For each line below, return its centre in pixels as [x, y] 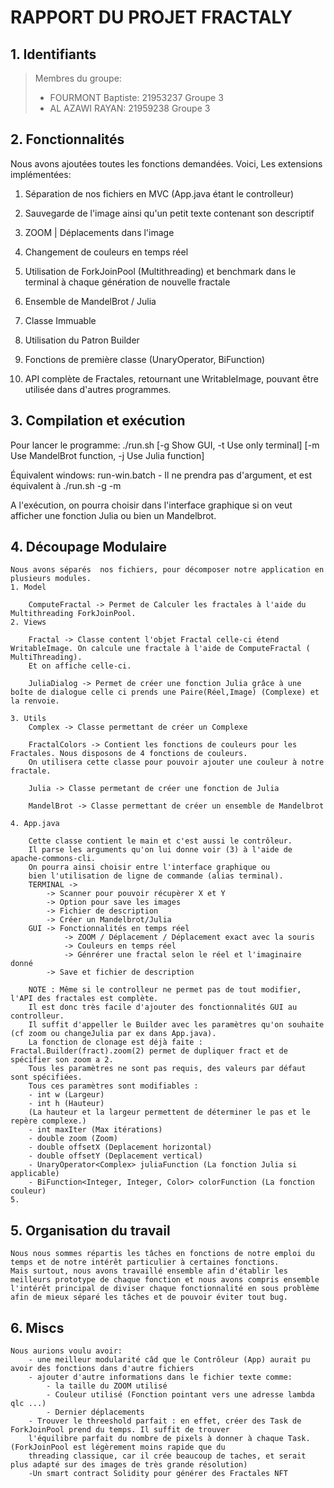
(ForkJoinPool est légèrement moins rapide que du [118, 1447]
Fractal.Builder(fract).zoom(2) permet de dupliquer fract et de [149, 1051]
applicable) [35, 1174]
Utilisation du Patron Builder [82, 340]
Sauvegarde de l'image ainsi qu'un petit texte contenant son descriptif [169, 213]
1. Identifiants [53, 54]
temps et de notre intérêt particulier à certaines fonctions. [145, 1262]
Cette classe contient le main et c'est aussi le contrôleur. [160, 841]
